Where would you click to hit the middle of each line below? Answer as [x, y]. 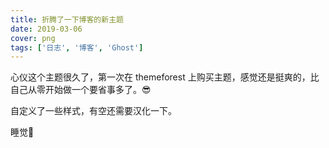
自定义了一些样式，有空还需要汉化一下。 [93, 111]
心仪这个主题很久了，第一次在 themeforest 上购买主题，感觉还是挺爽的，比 [165, 77]
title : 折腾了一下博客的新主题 [67, 19]
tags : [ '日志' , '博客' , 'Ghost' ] [77, 47]
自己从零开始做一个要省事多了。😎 [81, 90]
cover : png [33, 38]
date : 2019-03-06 [46, 29]
